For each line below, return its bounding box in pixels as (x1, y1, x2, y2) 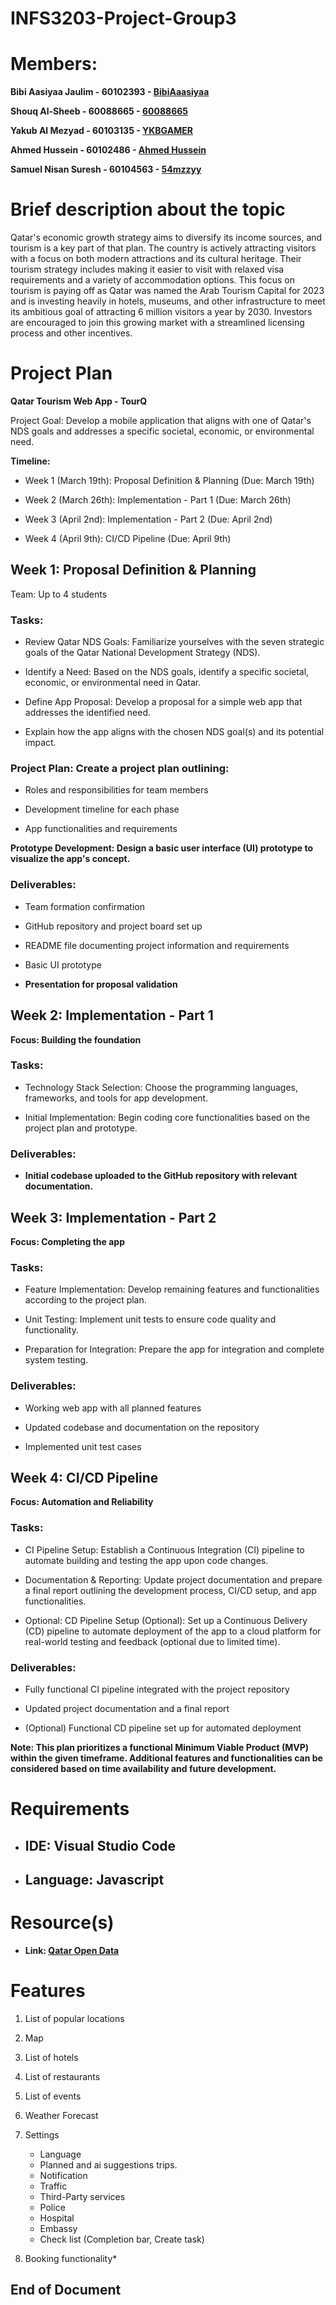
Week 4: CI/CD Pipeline (10, 1469, 159, 1486)
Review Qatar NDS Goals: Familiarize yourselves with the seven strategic (24, 636, 325, 648)
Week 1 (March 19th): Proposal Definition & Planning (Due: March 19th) (24, 475, 315, 486)
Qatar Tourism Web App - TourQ (10, 395, 148, 407)
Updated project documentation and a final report (24, 1702, 230, 1714)
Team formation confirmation (24, 900, 145, 912)
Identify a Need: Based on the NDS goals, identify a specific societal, (24, 666, 310, 678)
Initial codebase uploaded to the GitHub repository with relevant (24, 1170, 298, 1182)
